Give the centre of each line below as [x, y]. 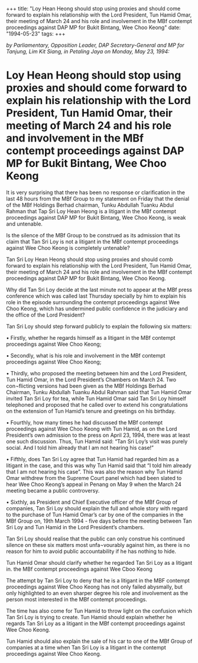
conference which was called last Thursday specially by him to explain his [96, 296]
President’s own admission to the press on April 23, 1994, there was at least [98, 435]
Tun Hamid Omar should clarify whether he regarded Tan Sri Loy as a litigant [99, 562]
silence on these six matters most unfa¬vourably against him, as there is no [98, 545]
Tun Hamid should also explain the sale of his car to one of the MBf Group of [99, 641]
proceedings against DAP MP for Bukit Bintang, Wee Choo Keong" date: [93, 27]
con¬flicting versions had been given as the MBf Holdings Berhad [86, 386]
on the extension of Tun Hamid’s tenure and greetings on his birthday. [91, 411]
